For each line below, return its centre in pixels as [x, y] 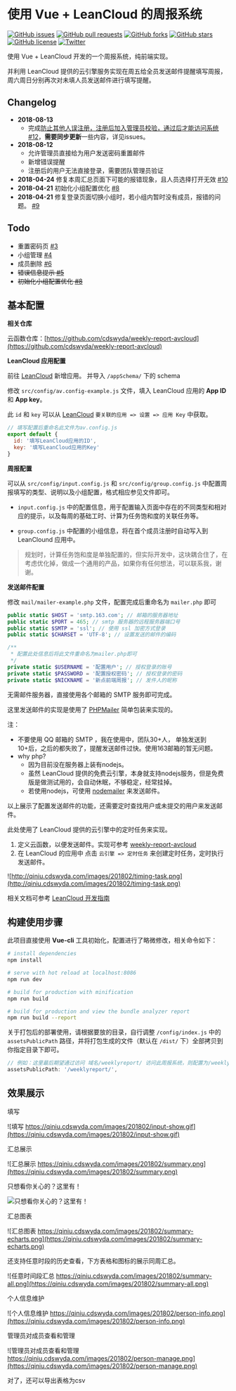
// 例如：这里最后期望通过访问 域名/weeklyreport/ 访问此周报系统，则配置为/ [110, 1063]
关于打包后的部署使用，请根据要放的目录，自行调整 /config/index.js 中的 [114, 1032]
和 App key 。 [27, 400]
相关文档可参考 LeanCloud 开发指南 [59, 898]
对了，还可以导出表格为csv [46, 1380]
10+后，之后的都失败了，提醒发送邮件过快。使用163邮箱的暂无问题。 [117, 748]
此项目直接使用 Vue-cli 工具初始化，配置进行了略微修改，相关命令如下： [112, 940]
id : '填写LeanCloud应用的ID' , [55, 441]
